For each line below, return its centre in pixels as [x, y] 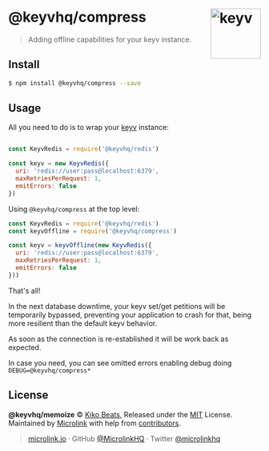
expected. [25, 347]
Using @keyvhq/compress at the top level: [74, 209]
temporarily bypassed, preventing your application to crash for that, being [130, 315]
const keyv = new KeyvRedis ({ [59, 164]
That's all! [24, 291]
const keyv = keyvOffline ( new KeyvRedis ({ [80, 246]
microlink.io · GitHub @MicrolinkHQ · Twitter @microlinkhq [124, 438]
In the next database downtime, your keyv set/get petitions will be [117, 306]
